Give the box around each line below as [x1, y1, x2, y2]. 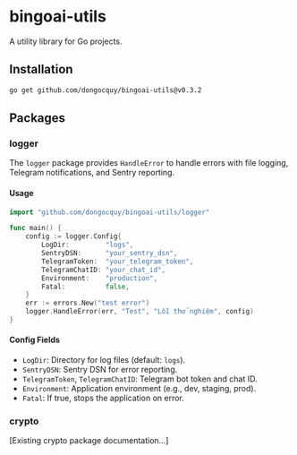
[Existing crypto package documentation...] [9, 435, 169, 446]
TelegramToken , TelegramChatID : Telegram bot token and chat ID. [21, 373, 258, 384]
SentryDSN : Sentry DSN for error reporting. [21, 365, 178, 375]
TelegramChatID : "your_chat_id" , [41, 265, 166, 274]
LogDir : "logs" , [41, 240, 134, 250]
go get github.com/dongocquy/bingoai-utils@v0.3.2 [9, 85, 202, 95]
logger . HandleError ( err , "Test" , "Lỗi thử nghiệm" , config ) [25, 307, 254, 316]
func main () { [9, 224, 63, 233]
